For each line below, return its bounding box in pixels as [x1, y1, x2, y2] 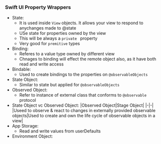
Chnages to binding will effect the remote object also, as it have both [19, 56, 156, 62]
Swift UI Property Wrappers [5, 4, 71, 11]
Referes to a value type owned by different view [19, 51, 115, 57]
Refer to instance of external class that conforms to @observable [19, 92, 146, 98]
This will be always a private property [19, 35, 98, 41]
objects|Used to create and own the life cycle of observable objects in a [12, 113, 156, 119]
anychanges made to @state [19, 25, 76, 31]
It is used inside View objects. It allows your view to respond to [19, 20, 144, 26]
